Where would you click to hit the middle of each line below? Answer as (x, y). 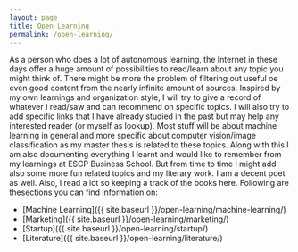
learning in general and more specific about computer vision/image (133, 136)
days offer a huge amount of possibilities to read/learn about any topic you (146, 69)
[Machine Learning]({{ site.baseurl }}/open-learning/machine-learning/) (154, 210)
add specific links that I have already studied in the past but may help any (144, 116)
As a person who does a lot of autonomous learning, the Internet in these (144, 60)
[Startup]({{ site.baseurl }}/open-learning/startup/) (115, 229)
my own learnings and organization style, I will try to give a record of (135, 97)
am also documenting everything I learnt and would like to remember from (145, 155)
